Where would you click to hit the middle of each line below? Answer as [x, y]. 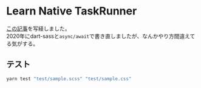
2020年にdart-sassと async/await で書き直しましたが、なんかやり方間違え [98, 36]
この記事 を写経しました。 [38, 28]
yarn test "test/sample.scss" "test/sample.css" [69, 79]
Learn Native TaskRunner [72, 11]
